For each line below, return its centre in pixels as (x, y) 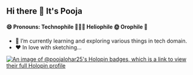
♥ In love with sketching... (48, 47)
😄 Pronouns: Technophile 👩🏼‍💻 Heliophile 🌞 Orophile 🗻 (77, 27)
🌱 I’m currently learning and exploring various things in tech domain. (101, 41)
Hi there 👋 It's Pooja (44, 11)
